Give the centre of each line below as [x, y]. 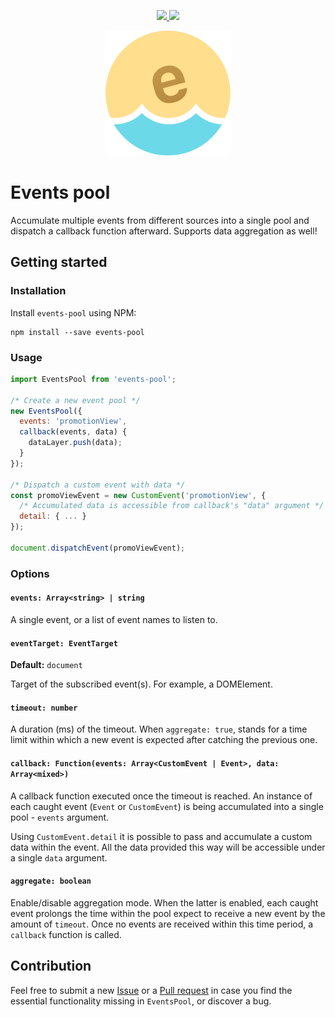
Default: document [46, 665]
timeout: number [44, 708]
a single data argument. [59, 857]
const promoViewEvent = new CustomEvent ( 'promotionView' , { [138, 495]
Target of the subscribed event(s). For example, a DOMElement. [141, 684]
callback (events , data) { [73, 432]
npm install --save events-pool [77, 332]
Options [30, 573]
